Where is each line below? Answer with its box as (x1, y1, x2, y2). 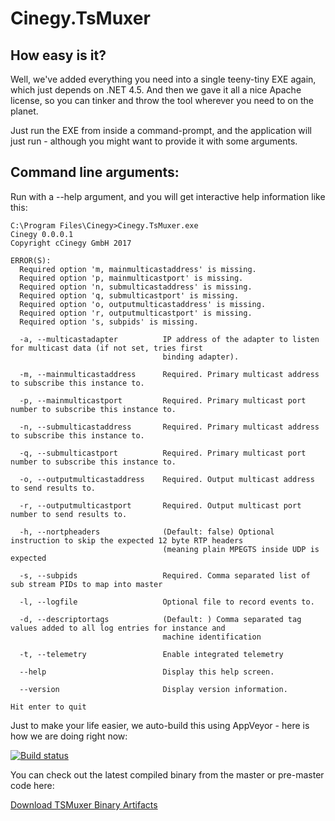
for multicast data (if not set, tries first (10, 343, 203, 353)
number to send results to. (10, 509, 128, 519)
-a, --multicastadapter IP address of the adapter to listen (19, 334, 320, 344)
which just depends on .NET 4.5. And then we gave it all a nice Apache (10, 84, 302, 96)
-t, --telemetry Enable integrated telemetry (19, 649, 284, 659)
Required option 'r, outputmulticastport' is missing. (19, 308, 253, 318)
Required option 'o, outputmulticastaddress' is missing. (19, 299, 267, 309)
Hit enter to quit (10, 702, 87, 712)
